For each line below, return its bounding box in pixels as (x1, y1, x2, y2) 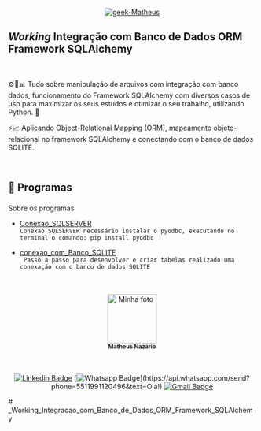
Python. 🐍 (8, 107, 40, 117)
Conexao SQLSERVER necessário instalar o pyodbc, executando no (19, 227, 235, 236)
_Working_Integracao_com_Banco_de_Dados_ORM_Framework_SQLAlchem (8, 406, 253, 415)
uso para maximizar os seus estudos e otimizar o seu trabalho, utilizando (8, 98, 245, 108)
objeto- (213, 123, 237, 132)
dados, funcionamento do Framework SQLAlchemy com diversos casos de (8, 91, 251, 100)
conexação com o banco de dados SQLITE (19, 263, 151, 271)
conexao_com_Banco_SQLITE (19, 248, 116, 258)
